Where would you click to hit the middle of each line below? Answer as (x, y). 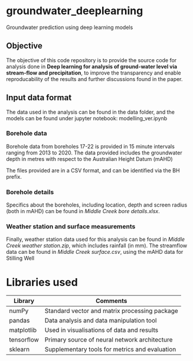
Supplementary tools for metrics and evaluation (110, 349)
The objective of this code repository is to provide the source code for (91, 60)
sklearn (19, 349)
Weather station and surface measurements (71, 227)
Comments (111, 301)
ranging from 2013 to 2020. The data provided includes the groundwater (94, 153)
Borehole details (30, 192)
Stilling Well (20, 258)
